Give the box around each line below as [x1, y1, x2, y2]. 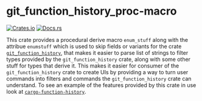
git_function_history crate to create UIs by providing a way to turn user [6, 68, 189, 75]
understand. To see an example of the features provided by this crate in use [6, 81, 197, 89]
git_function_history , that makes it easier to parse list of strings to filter [6, 49, 189, 56]
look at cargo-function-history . [6, 88, 86, 95]
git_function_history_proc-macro [6, 4, 177, 18]
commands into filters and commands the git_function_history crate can [6, 75, 192, 82]
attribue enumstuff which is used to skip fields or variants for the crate [6, 43, 182, 50]
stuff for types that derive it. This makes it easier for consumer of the [6, 62, 179, 69]
